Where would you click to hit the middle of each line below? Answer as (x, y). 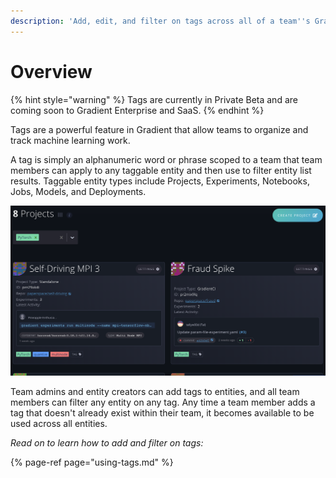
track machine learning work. (70, 140)
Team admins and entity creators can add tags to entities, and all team (155, 391)
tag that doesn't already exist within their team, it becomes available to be (162, 412)
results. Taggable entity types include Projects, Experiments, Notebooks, (160, 181)
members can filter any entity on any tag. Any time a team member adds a (163, 402)
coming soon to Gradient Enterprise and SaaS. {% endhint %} (137, 110)
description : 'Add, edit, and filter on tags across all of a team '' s (160, 21)
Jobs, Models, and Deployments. (78, 191)
